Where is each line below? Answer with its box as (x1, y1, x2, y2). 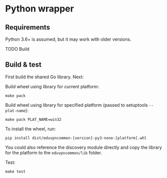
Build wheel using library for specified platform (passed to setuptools (5, 102, 148, 108)
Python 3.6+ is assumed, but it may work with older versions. (5, 36, 131, 42)
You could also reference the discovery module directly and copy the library (5, 144, 162, 150)
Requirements (5, 23, 50, 32)
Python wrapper (5, 3, 74, 15)
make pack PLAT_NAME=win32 (5, 117, 62, 122)
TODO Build (5, 46, 30, 52)
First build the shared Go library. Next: (5, 74, 84, 80)
